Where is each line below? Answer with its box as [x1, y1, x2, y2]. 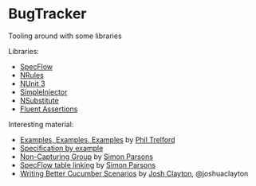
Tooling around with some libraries [8, 31, 122, 41]
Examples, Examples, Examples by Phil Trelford [19, 134, 175, 144]
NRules [19, 70, 44, 79]
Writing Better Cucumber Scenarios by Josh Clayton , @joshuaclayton [19, 169, 249, 178]
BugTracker [8, 5, 87, 23]
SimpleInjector [19, 87, 68, 96]
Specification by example [19, 143, 104, 153]
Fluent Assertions [19, 104, 78, 114]
